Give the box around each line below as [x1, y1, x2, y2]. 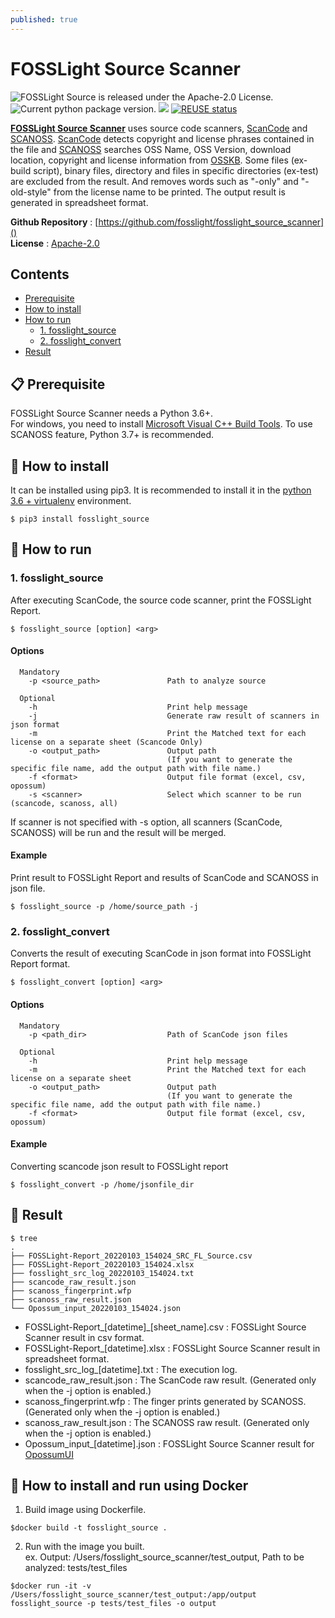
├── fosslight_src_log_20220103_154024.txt [10, 1268, 195, 1278]
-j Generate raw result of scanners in [28, 711, 320, 721]
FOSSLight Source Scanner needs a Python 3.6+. [10, 407, 214, 420]
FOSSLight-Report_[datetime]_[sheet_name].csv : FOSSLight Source [24, 1321, 307, 1333]
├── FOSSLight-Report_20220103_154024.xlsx [10, 1259, 195, 1270]
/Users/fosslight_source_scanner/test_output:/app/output [10, 1590, 257, 1600]
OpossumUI [24, 1448, 74, 1460]
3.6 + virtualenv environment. [10, 495, 132, 506]
